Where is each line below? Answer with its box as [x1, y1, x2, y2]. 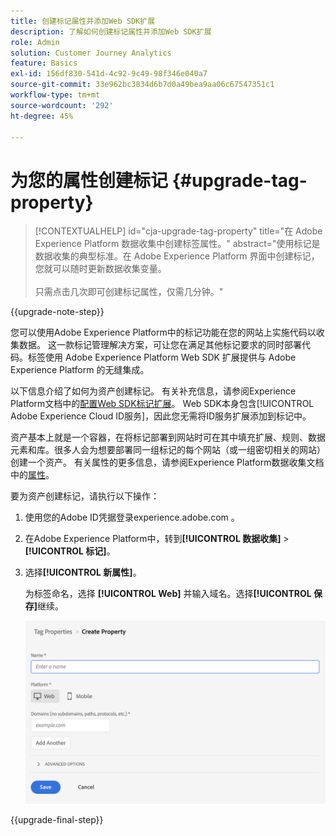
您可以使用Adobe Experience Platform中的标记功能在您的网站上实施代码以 [10, 326, 317, 339]
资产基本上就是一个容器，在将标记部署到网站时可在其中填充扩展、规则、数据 [10, 431, 326, 444]
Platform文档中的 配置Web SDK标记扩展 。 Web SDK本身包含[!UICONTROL [10, 398, 315, 410]
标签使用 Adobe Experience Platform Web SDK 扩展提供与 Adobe [27, 351, 297, 364]
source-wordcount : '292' [10, 100, 114, 110]
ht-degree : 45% [10, 111, 74, 121]
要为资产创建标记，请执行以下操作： [10, 490, 160, 502]
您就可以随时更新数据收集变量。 [34, 263, 167, 275]
